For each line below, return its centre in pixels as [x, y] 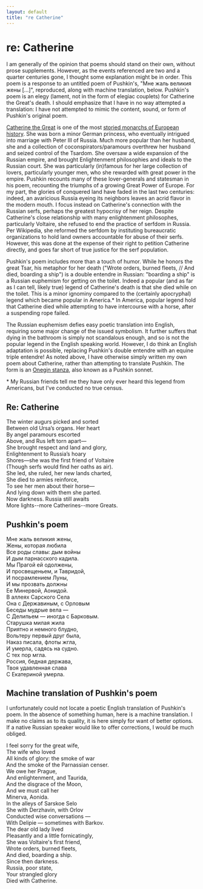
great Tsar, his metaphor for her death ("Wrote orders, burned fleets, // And [101, 268]
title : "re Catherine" [35, 18]
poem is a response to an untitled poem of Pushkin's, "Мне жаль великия [99, 84]
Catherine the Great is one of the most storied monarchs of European [93, 127]
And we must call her [33, 790]
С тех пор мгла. [26, 655]
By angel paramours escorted [43, 435]
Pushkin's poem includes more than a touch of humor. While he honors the [99, 262]
